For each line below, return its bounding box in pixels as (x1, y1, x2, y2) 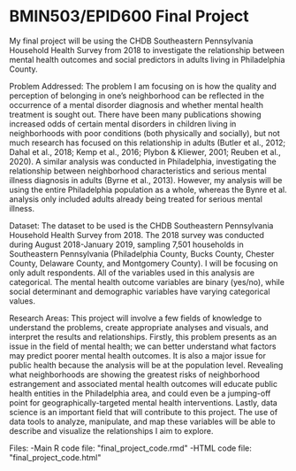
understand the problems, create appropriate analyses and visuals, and (9, 321, 269, 333)
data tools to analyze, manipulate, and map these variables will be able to (9, 416, 276, 427)
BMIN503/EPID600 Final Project (9, 6, 249, 27)
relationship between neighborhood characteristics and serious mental (9, 166, 267, 176)
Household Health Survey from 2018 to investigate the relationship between (9, 44, 285, 55)
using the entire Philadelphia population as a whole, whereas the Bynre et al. (9, 184, 287, 195)
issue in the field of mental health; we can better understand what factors (9, 341, 277, 351)
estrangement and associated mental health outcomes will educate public (9, 378, 278, 389)
